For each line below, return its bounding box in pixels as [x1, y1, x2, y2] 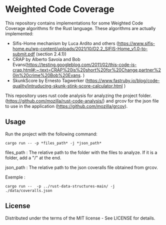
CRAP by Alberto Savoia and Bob [12, 56, 81, 62]
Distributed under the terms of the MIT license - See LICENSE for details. [5, 215, 155, 221]
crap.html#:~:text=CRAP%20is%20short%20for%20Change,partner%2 [12, 66, 161, 73]
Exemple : [5, 174, 26, 180]
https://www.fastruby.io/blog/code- [86, 77, 160, 83]
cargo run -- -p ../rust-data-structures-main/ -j [5, 183, 115, 188]
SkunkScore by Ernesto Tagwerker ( [12, 77, 87, 83]
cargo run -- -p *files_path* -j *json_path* [5, 140, 101, 145]
